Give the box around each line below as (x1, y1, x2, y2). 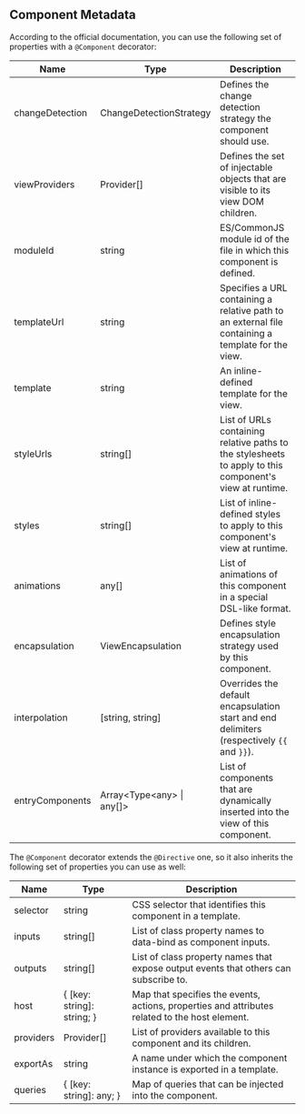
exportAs (14, 1057, 54, 1069)
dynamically (219, 794, 272, 807)
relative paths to (219, 436, 289, 448)
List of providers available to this (132, 1025, 271, 1038)
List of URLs (219, 413, 272, 426)
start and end (219, 711, 277, 724)
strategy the (219, 112, 272, 125)
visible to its (219, 184, 271, 196)
